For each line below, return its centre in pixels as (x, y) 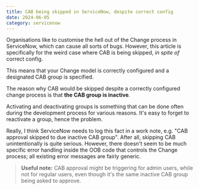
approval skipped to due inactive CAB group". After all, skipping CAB (91, 137)
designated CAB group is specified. (50, 77)
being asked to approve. (51, 181)
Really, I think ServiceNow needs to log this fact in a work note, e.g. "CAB (97, 131)
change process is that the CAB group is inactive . (68, 95)
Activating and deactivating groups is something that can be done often (95, 107)
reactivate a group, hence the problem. (55, 119)
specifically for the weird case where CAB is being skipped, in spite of (93, 53)
